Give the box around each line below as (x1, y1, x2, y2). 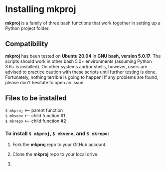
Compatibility (5, 40, 48, 48)
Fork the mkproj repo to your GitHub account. (12, 141, 107, 148)
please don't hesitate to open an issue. (5, 79, 85, 85)
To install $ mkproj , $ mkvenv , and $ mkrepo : (5, 130, 110, 137)
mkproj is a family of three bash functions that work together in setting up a (5, 20, 161, 26)
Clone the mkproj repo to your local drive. (12, 151, 99, 157)
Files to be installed (5, 94, 67, 103)
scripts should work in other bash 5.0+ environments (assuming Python (5, 58, 152, 64)
